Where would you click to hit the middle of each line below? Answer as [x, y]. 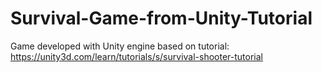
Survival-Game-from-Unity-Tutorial [161, 18]
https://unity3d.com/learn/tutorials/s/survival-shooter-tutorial [136, 56]
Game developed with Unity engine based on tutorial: [120, 46]
